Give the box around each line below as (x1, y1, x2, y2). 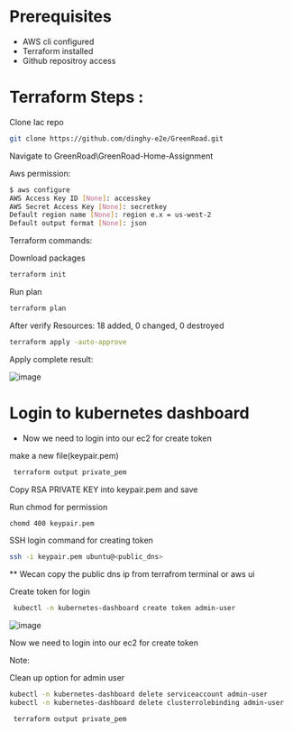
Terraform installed (22, 45, 94, 56)
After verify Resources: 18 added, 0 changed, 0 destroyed (9, 320, 224, 331)
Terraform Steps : (9, 87, 144, 107)
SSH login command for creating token (9, 535, 153, 546)
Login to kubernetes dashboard (9, 403, 250, 423)
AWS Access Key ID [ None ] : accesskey (9, 194, 151, 203)
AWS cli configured (22, 36, 95, 47)
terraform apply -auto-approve (9, 337, 127, 346)
